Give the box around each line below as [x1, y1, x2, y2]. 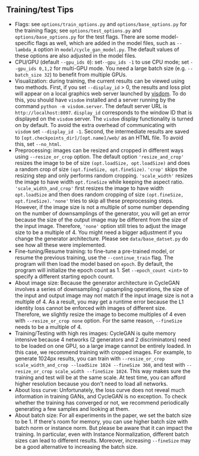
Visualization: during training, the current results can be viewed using [14, 77, 185, 84]
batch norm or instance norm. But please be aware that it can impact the [14, 424, 192, 431]
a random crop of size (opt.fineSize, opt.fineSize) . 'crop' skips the [14, 166, 187, 173]
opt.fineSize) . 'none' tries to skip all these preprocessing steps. [14, 197, 174, 204]
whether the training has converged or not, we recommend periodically [14, 399, 189, 406]
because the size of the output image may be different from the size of [14, 216, 188, 223]
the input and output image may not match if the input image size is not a [14, 292, 194, 299]
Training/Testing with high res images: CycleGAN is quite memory [14, 330, 176, 337]
